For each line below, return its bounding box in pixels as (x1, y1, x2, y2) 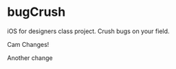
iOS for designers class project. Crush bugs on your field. (7, 27, 170, 35)
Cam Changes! (7, 40, 49, 48)
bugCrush (7, 4, 66, 20)
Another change (7, 53, 53, 62)
